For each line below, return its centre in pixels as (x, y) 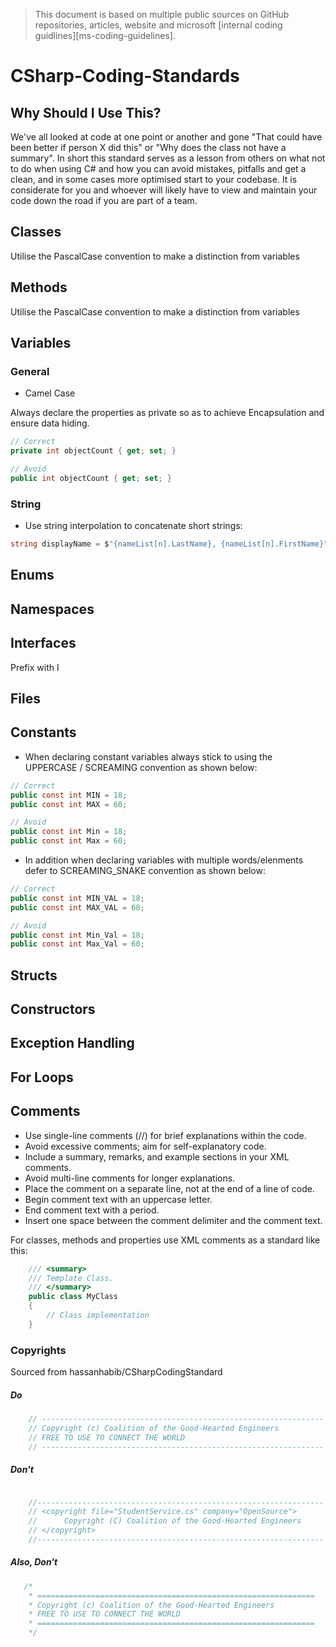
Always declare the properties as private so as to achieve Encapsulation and (167, 413)
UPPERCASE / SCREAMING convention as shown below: (141, 767)
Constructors (53, 1009)
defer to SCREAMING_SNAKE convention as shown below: (145, 871)
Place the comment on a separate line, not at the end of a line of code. (169, 1188)
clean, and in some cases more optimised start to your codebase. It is (154, 179)
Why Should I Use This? (86, 112)
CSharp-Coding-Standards (125, 76)
